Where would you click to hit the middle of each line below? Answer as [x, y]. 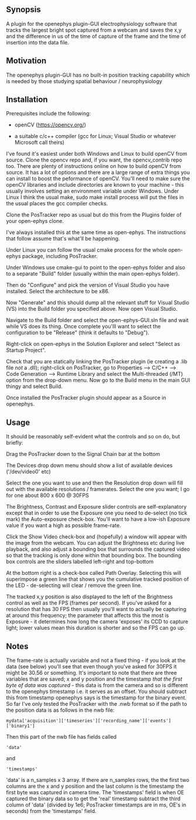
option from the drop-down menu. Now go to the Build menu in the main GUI [98, 380]
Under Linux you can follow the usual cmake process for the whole [87, 250]
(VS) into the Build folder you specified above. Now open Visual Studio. [92, 309]
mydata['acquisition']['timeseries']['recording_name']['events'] [89, 721]
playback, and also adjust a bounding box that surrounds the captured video [98, 549]
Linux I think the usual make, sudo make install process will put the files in [95, 197]
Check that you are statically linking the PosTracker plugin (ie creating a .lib [97, 362]
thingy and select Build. [34, 386]
